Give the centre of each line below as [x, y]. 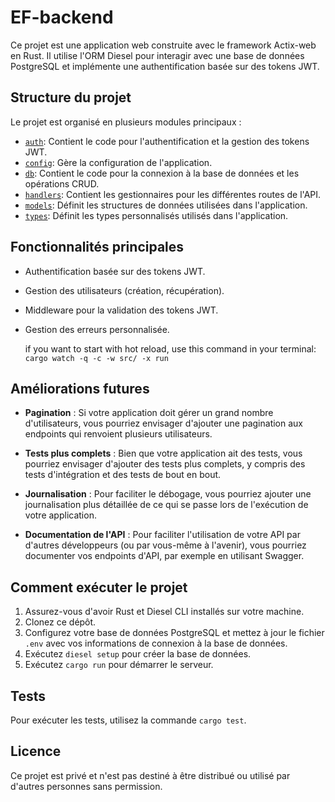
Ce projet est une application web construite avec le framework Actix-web [163, 45]
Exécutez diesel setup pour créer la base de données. [138, 654]
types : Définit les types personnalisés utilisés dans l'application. [156, 215]
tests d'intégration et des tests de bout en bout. [123, 475]
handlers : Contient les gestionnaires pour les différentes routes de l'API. [173, 194]
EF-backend [62, 17]
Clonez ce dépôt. [60, 622]
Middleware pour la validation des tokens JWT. [121, 310]
